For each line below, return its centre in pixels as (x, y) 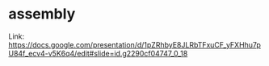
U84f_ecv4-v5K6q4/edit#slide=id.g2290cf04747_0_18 (98, 53)
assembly (42, 14)
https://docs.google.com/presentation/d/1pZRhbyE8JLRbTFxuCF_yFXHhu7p (134, 44)
